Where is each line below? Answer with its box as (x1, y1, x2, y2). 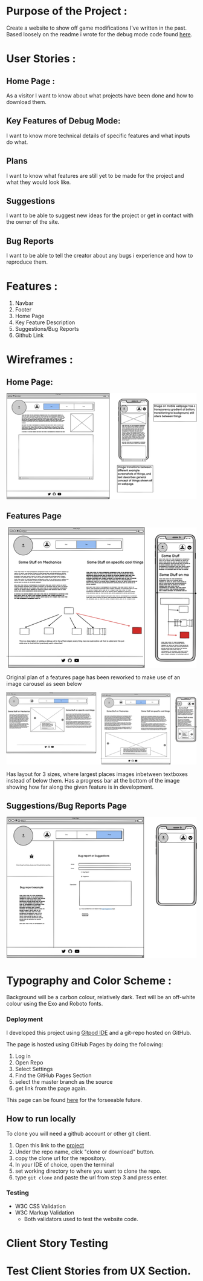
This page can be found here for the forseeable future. (6, 1096, 143, 1103)
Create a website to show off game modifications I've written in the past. (6, 24, 187, 31)
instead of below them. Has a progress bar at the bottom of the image (6, 777, 180, 784)
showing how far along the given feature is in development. (6, 783, 154, 790)
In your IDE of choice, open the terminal (14, 1161, 114, 1168)
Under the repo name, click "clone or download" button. (14, 1148, 155, 1155)
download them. (6, 98, 47, 105)
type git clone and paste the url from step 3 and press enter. (14, 1173, 168, 1181)
